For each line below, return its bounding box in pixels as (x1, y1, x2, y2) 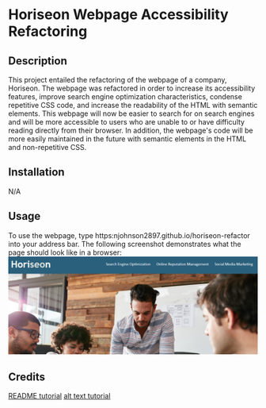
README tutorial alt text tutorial (8, 391, 111, 401)
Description (8, 54, 67, 67)
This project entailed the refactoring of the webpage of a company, (8, 75, 227, 84)
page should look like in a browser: (8, 248, 123, 257)
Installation (8, 165, 65, 179)
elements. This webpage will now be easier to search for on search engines (8, 109, 255, 118)
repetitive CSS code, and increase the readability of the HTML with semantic (8, 101, 258, 110)
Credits (8, 370, 46, 383)
